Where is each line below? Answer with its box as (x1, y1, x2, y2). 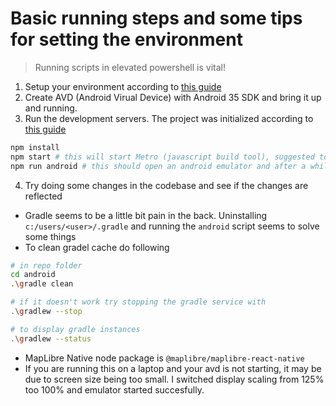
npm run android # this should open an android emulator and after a (10, 161, 307, 171)
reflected (24, 190, 63, 202)
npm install (10, 142, 60, 152)
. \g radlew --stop (10, 307, 83, 317)
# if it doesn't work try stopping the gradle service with (10, 297, 267, 307)
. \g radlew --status (10, 333, 92, 344)
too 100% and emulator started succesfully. (24, 383, 205, 396)
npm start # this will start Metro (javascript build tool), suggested (10, 152, 315, 162)
